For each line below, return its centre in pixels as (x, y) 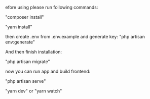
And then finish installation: (34, 52)
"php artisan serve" (26, 81)
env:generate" (20, 42)
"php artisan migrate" (28, 62)
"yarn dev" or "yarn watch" (34, 91)
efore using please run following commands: (52, 7)
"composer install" (25, 17)
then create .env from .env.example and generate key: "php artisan (75, 37)
